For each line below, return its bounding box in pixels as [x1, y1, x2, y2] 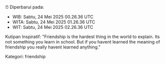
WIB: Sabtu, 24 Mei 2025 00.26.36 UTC [12, 14, 94, 20]
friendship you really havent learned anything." [5, 44, 101, 50]
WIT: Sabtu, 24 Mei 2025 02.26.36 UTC [12, 24, 93, 30]
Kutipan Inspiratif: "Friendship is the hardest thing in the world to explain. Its [5, 34, 160, 40]
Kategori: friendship [5, 54, 46, 59]
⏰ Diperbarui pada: [5, 4, 45, 10]
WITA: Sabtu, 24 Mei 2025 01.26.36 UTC [12, 19, 96, 25]
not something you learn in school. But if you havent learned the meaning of [5, 39, 160, 44]
